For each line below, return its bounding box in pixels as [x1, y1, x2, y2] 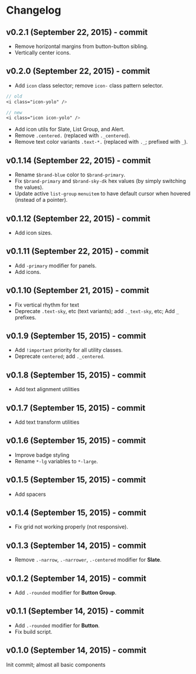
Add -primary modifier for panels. [14, 262, 97, 269]
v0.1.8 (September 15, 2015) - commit [6, 370, 146, 380]
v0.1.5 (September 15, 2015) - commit [6, 475, 146, 485]
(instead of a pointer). [14, 196, 68, 204]
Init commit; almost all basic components [6, 661, 106, 668]
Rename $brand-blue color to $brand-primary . [14, 171, 126, 178]
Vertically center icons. [14, 49, 71, 56]
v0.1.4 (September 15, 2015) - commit [6, 508, 146, 518]
